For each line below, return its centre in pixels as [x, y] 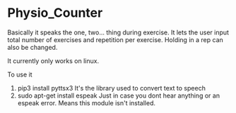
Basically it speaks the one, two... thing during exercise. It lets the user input [118, 32]
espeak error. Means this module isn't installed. [87, 102]
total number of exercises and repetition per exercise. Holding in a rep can [116, 39]
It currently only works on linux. [53, 60]
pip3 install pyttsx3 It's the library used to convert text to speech [112, 88]
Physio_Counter [55, 13]
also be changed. [33, 47]
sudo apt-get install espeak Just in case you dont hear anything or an [119, 95]
